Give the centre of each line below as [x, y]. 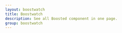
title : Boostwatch [24, 14]
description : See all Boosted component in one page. [61, 18]
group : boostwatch [24, 23]
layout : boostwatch [25, 9]
